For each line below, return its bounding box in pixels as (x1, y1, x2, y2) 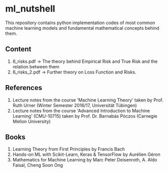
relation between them (12, 63, 60, 69)
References (5, 83, 42, 92)
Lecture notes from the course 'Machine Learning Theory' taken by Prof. (12, 97, 163, 103)
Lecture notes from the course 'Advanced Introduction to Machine (12, 108, 150, 114)
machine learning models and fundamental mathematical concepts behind (5, 25, 160, 31)
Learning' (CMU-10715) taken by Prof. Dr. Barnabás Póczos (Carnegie (12, 113, 157, 119)
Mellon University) (12, 118, 51, 124)
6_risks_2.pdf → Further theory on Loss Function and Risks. (12, 69, 137, 75)
